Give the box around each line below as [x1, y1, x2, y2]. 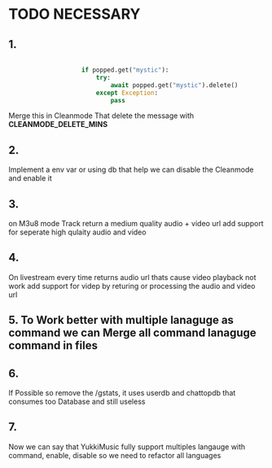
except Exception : [95, 89, 159, 97]
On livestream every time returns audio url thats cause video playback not [8, 272, 257, 282]
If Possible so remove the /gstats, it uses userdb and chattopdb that [8, 388, 236, 398]
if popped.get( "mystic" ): [81, 66, 169, 74]
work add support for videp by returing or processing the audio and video [8, 281, 256, 291]
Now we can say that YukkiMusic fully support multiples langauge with [8, 441, 246, 452]
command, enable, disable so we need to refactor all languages [8, 450, 222, 460]
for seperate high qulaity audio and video [8, 227, 147, 237]
